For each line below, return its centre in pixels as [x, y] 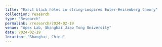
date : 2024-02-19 [23, 32]
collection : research [27, 14]
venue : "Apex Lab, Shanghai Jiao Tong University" [58, 28]
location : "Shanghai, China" [35, 37]
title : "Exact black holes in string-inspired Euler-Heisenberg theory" [81, 10]
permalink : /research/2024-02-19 [40, 23]
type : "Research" [23, 19]
